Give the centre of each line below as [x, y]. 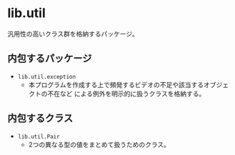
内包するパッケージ [50, 59]
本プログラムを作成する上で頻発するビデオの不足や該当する [116, 84]
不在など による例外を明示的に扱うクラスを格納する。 [126, 94]
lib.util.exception [47, 76]
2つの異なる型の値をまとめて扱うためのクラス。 [99, 144]
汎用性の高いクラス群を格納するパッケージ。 [73, 34]
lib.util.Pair [39, 136]
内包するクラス [40, 118]
